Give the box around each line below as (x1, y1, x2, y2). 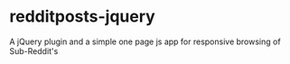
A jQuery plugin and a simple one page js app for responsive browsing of (9, 36, 282, 47)
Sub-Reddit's (9, 45, 59, 56)
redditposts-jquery (9, 6, 155, 27)
